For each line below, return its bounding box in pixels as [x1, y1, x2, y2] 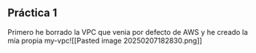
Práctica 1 [7, 6, 58, 20]
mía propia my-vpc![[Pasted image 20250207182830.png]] [7, 36, 202, 45]
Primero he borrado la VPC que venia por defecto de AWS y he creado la [7, 27, 248, 36]
